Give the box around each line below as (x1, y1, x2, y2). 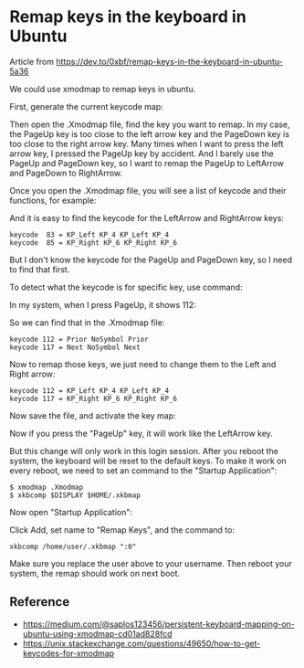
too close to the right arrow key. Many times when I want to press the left (9, 138, 284, 149)
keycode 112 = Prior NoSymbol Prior (9, 334, 149, 344)
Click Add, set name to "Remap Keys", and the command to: (9, 524, 236, 535)
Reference (9, 594, 70, 610)
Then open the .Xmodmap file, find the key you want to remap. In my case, (9, 119, 290, 130)
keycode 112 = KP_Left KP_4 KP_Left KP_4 (9, 386, 170, 395)
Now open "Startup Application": (9, 506, 133, 517)
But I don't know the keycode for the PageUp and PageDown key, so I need (9, 254, 292, 265)
